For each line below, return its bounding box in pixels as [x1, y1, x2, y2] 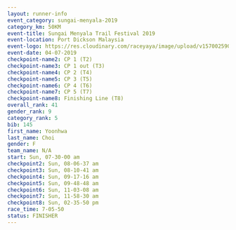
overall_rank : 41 [7, 102, 58, 109]
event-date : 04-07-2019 [7, 50, 77, 57]
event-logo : [7, 43, 42, 50]
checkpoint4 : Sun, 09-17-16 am [7, 173, 99, 180]
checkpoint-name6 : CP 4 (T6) [7, 82, 93, 89]
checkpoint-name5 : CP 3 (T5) [7, 75, 93, 83]
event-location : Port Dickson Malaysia [7, 36, 124, 43]
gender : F [7, 141, 37, 148]
